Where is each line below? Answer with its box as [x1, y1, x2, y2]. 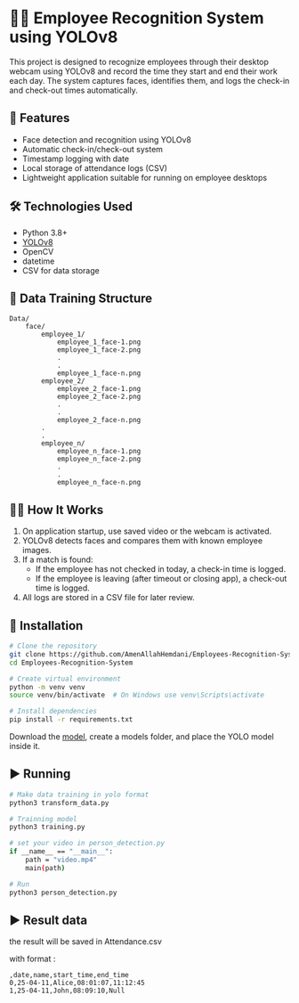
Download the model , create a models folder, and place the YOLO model [9, 731, 274, 742]
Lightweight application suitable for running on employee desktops [21, 172, 268, 183]
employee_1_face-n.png [56, 369, 141, 378]
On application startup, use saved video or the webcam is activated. [21, 526, 272, 537]
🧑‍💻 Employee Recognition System [9, 8, 264, 29]
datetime [21, 256, 55, 266]
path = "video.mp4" [25, 855, 98, 865]
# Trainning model [9, 814, 77, 823]
